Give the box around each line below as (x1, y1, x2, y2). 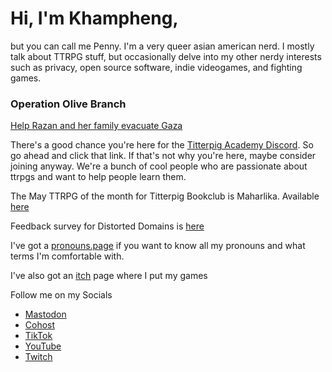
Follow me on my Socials (10, 289, 113, 301)
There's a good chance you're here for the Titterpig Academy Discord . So (10, 139, 314, 151)
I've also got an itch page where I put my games (10, 270, 208, 282)
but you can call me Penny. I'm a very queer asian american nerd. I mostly (10, 40, 315, 52)
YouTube (24, 340, 62, 352)
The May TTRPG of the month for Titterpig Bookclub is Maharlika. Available (10, 190, 320, 202)
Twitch (24, 351, 53, 363)
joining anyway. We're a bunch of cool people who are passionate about (10, 160, 308, 172)
